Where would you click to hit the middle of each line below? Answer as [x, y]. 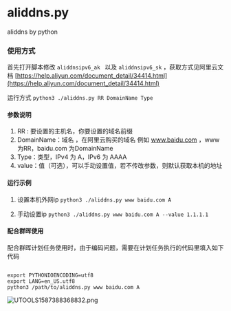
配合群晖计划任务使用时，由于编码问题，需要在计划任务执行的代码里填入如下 [115, 247]
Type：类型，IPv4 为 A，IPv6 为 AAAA [72, 157]
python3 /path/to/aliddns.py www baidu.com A [73, 287]
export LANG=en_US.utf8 [41, 281]
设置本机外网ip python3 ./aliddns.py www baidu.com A [94, 199]
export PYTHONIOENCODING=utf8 [51, 275]
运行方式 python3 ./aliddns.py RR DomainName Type [80, 98]
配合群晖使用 [25, 231]
